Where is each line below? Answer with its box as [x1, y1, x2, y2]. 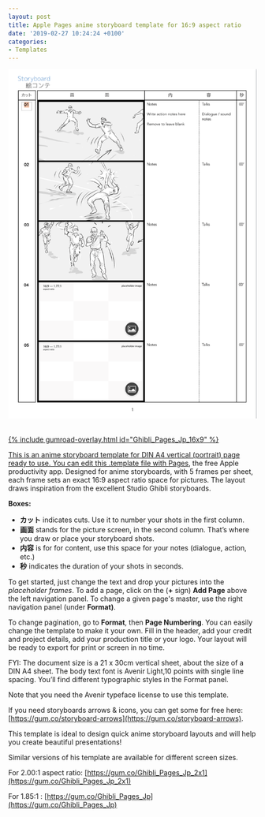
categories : [8, 38, 47, 46]
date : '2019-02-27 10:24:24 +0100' [8, 29, 125, 37]
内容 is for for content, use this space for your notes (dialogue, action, [19, 543, 247, 553]
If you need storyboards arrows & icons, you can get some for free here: [8, 706, 243, 715]
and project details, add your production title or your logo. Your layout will [8, 635, 247, 644]
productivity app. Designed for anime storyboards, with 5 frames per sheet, [8, 467, 254, 476]
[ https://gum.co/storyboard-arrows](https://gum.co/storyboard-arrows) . [8, 714, 244, 723]
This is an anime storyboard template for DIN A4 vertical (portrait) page [8, 450, 241, 460]
